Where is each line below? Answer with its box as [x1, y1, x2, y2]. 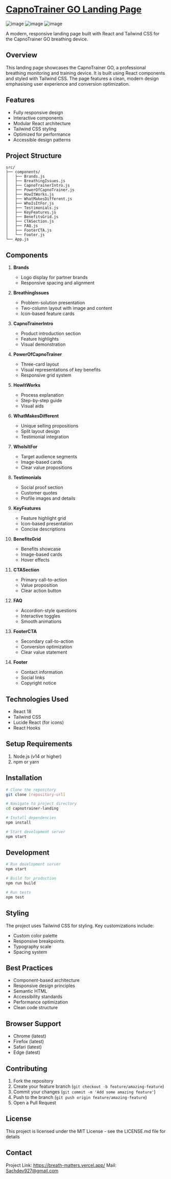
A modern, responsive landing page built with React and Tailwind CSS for [6, 30, 160, 36]
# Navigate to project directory [6, 801, 77, 807]
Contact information [20, 669, 63, 675]
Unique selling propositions [20, 423, 79, 429]
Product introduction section [20, 330, 81, 337]
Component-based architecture [13, 977, 80, 984]
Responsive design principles [13, 982, 76, 989]
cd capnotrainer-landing [6, 806, 59, 811]
